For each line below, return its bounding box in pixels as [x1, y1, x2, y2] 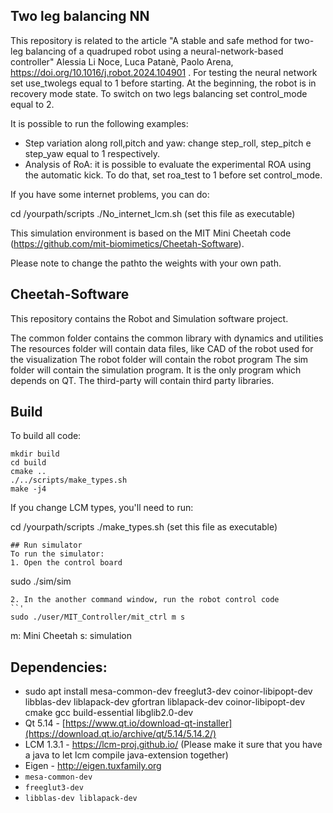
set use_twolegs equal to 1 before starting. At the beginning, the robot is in [10, 77, 317, 89]
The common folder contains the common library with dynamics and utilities [10, 332, 324, 344]
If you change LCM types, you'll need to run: [10, 502, 194, 514]
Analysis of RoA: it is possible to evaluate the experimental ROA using [24, 158, 312, 170]
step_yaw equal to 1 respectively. [24, 147, 161, 159]
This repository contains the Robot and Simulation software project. [10, 312, 289, 324]
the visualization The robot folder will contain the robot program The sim [10, 353, 309, 365]
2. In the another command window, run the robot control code [10, 595, 280, 605]
